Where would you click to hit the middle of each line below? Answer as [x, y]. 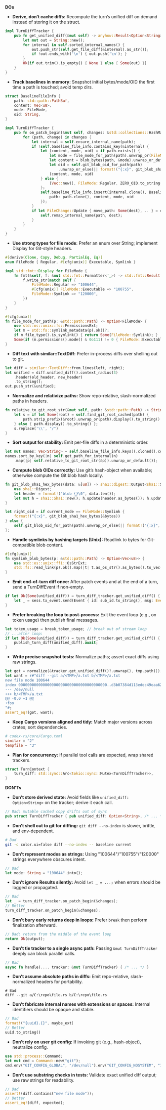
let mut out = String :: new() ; [54, 40]
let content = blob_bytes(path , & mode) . [91, 160]
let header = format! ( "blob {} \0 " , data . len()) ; [65, 494]
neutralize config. [30, 1047]
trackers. [21, 760]
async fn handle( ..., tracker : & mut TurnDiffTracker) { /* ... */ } [77, 967]
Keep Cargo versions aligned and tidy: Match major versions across [82, 722]
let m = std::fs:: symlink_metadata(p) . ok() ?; [62, 331]
